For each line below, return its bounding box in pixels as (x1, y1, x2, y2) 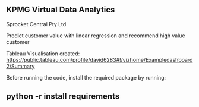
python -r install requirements (6, 92, 120, 102)
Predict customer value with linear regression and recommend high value (6, 32, 185, 39)
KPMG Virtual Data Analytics (6, 5, 115, 15)
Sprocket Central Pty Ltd (6, 20, 67, 27)
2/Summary (6, 62, 35, 70)
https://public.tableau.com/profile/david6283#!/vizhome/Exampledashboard (6, 56, 193, 63)
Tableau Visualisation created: (6, 50, 80, 57)
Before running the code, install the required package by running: (6, 74, 166, 81)
